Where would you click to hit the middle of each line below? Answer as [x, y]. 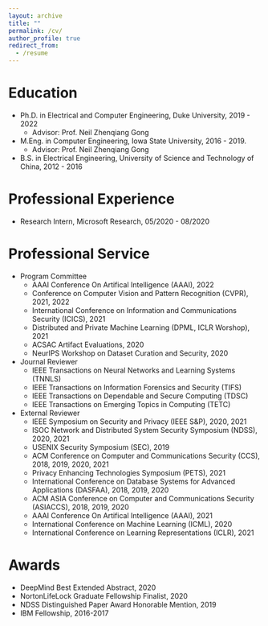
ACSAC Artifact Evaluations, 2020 [88, 344]
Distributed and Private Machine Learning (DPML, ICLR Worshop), [141, 327]
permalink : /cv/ [35, 31]
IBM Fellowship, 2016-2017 [64, 613]
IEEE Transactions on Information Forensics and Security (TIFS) [137, 387]
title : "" [25, 23]
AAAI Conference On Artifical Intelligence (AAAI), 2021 [122, 515]
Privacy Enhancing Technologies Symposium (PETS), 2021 [129, 472]
